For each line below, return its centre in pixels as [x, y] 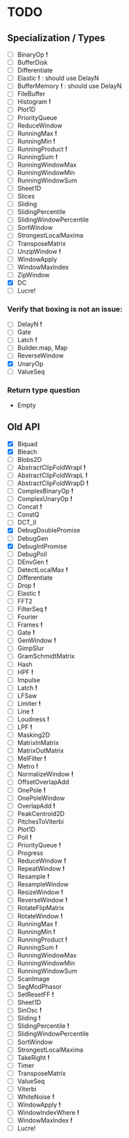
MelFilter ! [32, 759]
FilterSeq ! [32, 609]
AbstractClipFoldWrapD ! [53, 483]
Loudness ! [33, 719]
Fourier [27, 617]
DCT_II [27, 523]
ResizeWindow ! [40, 892]
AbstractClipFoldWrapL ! [52, 475]
